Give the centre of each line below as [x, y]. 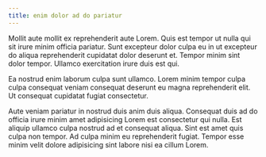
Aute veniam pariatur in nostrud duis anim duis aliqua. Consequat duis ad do [133, 111]
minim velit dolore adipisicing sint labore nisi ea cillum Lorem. [108, 144]
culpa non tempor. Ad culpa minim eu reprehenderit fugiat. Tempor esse [126, 136]
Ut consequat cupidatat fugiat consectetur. [79, 95]
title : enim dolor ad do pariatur [66, 15]
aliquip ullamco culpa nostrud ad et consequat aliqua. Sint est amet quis [126, 128]
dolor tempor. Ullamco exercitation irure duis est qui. [94, 63]
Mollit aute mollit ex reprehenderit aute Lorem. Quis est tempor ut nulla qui [130, 38]
